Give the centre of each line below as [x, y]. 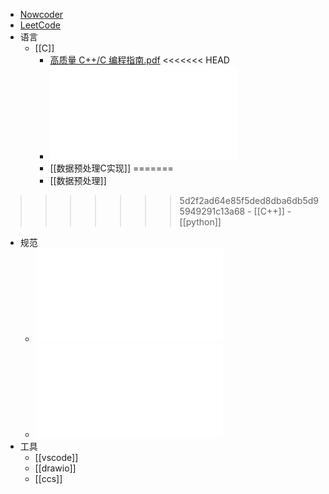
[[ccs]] [48, 478]
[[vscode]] [56, 457]
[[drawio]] [55, 468]
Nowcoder [41, 14]
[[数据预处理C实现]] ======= [111, 168]
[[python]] [200, 222]
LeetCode [40, 25]
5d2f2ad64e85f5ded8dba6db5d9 [249, 200]
